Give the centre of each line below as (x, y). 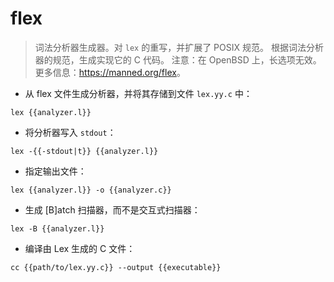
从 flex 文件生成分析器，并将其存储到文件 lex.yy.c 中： (138, 93)
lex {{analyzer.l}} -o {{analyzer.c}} (91, 190)
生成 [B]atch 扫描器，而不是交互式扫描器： (112, 209)
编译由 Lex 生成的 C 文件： (80, 248)
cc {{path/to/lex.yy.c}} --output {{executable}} (116, 267)
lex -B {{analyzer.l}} (57, 228)
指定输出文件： (55, 171)
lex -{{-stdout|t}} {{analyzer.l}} (84, 151)
